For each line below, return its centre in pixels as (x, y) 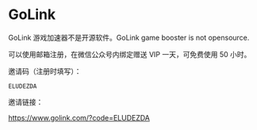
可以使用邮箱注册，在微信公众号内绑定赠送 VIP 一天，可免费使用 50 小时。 (130, 54)
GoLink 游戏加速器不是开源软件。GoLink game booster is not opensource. (129, 37)
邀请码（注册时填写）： (45, 71)
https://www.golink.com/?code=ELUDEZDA (79, 117)
